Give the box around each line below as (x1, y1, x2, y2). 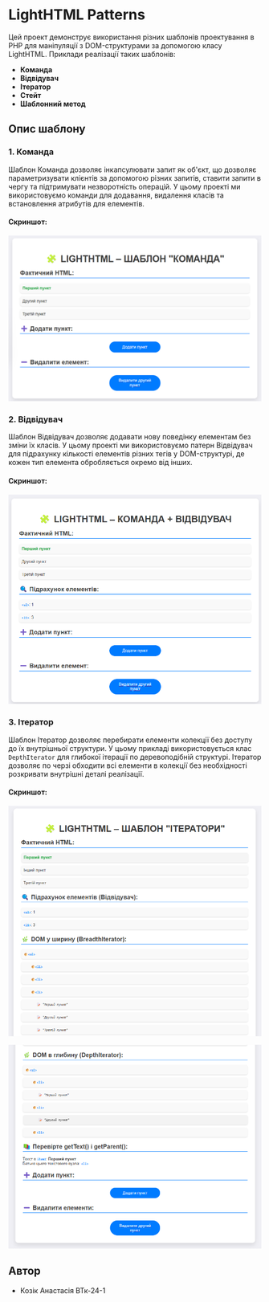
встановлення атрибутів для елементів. (8, 198, 145, 208)
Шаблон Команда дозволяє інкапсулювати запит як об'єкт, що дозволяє (8, 165, 257, 174)
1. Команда (8, 146, 55, 157)
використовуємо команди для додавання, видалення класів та (8, 190, 225, 200)
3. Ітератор (8, 716, 54, 728)
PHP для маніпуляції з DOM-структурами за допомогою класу (8, 40, 222, 50)
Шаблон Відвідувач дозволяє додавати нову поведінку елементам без (8, 432, 251, 442)
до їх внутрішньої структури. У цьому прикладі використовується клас (8, 743, 252, 753)
